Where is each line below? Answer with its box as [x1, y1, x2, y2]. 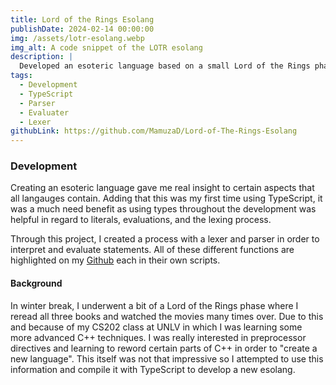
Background [10, 277, 63, 290]
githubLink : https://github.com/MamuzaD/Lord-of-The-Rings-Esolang [10, 126, 298, 136]
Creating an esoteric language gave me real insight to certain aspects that [10, 182, 315, 194]
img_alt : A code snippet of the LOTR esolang [10, 42, 203, 53]
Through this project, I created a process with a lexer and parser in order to [10, 233, 320, 245]
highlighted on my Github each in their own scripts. [10, 254, 221, 266]
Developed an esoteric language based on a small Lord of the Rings [19, 61, 311, 71]
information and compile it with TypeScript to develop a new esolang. [10, 363, 296, 375]
